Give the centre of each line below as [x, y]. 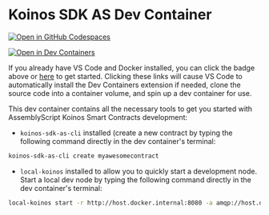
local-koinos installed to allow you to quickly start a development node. [139, 171]
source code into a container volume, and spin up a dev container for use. [130, 93]
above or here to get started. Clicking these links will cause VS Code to [125, 76]
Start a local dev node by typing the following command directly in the [136, 179]
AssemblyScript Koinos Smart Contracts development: [98, 117]
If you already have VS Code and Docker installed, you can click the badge [132, 68]
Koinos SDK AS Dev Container [110, 15]
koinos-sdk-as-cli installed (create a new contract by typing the [126, 133]
